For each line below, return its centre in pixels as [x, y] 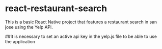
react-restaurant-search [56, 8]
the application [20, 41]
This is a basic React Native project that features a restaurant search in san [81, 22]
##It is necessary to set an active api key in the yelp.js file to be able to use [81, 36]
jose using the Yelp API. [29, 27]
